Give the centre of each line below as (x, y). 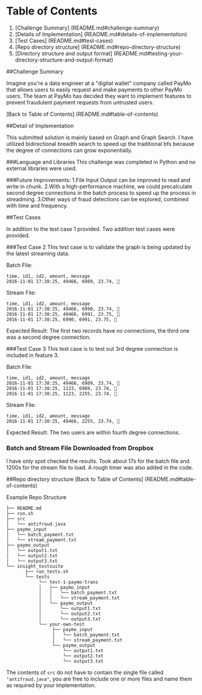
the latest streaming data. (38, 253)
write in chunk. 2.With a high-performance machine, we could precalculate (99, 186)
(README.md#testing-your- (148, 53)
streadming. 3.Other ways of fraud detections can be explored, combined (97, 199)
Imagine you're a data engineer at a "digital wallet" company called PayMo (99, 83)
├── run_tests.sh (47, 572)
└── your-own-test (62, 624)
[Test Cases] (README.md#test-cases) (64, 40)
